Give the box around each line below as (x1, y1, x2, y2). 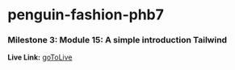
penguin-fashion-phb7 (7, 6, 165, 24)
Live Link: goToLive (7, 52, 73, 62)
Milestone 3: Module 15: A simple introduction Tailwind (7, 35, 228, 46)
